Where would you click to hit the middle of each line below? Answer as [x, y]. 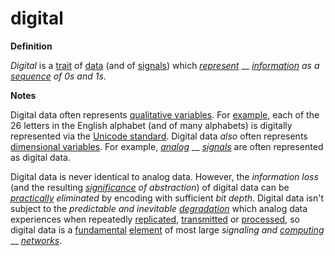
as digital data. [40, 157]
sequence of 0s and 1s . [58, 76]
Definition [31, 46]
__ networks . [36, 240]
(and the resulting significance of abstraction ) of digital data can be [150, 187]
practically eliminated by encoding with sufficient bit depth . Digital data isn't [167, 198]
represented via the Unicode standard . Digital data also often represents [159, 136]
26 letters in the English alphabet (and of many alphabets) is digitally [151, 125]
